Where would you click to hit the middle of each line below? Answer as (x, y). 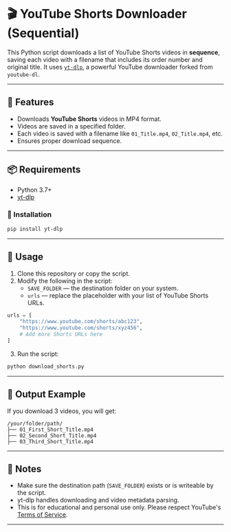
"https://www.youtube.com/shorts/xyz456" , (81, 328)
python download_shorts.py (46, 366)
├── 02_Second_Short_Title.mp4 (52, 435)
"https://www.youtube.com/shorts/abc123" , (81, 322)
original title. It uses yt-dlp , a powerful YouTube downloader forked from (110, 67)
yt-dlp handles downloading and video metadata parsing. (98, 500)
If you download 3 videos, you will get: (62, 411)
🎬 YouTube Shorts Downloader (97, 14)
